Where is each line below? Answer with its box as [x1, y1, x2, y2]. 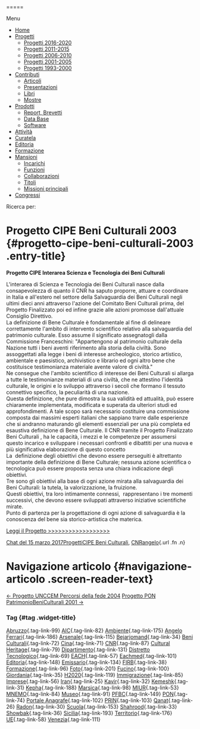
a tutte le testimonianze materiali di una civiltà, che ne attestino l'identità [6, 376, 183, 383]
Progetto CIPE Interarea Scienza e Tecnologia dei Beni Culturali [6, 269, 165, 276]
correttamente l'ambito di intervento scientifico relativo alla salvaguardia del [6, 325, 192, 332]
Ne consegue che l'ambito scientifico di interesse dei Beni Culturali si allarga [6, 369, 194, 376]
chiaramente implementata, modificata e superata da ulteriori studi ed [6, 401, 177, 408]
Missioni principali [23, 185, 68, 192]
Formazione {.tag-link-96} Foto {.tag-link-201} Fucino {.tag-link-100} [6, 665, 170, 672]
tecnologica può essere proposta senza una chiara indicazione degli [6, 464, 174, 472]
